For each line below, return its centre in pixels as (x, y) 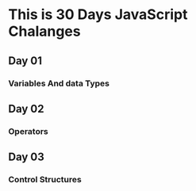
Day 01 (25, 61)
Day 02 (27, 109)
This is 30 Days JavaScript (98, 15)
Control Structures (45, 180)
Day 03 (27, 157)
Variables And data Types (59, 83)
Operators (29, 131)
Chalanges (44, 31)
